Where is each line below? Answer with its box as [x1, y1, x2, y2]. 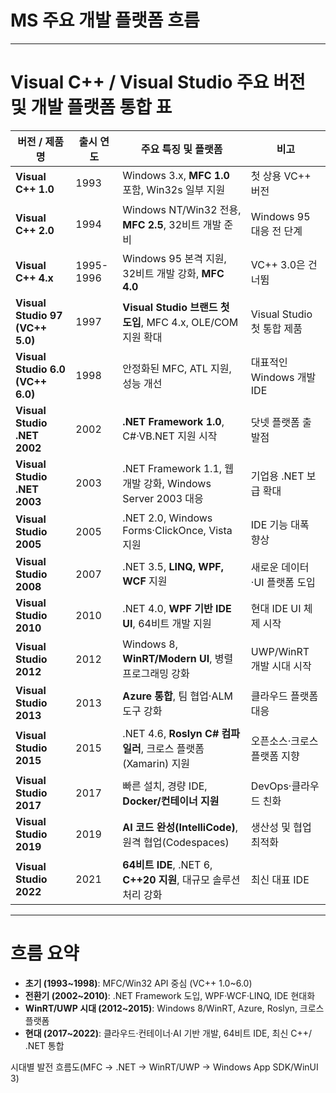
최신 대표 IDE [250, 872, 310, 886]
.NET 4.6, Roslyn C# [122, 726, 220, 740]
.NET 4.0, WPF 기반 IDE [122, 601, 232, 615]
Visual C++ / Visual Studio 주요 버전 [10, 71, 306, 94]
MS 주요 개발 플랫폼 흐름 [10, 9, 200, 32]
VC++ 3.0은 [250, 257, 306, 271]
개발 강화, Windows [122, 476, 212, 490]
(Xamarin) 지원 [122, 756, 191, 770]
